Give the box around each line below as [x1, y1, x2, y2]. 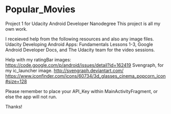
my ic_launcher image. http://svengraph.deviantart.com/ [5, 67, 124, 74]
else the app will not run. [5, 94, 57, 100]
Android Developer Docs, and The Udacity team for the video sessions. [5, 47, 155, 53]
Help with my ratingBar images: [5, 56, 71, 62]
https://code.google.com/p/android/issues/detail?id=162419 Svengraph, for [5, 62, 164, 68]
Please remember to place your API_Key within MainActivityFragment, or [5, 88, 158, 94]
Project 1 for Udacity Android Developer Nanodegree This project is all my [5, 20, 161, 27]
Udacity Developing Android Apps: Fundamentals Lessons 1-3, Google [5, 41, 153, 47]
